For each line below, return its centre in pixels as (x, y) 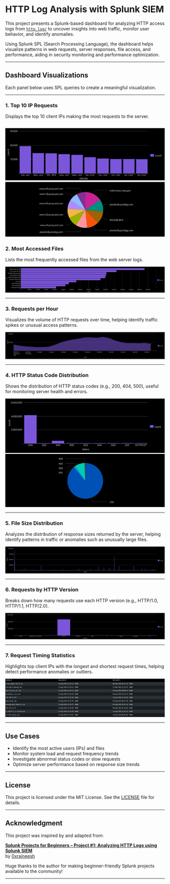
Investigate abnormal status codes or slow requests (66, 759)
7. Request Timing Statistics (40, 655)
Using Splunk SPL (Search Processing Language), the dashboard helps (79, 44)
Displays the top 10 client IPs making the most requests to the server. (77, 116)
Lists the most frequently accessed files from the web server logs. (74, 260)
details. (13, 803)
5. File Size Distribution (34, 523)
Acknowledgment (34, 823)
